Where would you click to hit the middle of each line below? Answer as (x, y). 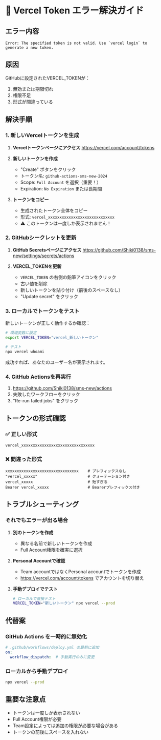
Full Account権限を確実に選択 (51, 550)
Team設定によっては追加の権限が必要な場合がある (65, 725)
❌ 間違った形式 (24, 459)
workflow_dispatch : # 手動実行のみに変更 (52, 657)
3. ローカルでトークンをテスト (42, 311)
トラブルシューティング (42, 504)
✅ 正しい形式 (21, 434)
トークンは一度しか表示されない (46, 713)
